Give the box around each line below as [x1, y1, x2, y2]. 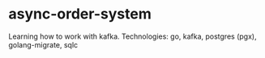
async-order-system [8, 5, 152, 23]
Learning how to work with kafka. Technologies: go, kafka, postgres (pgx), [8, 31, 257, 41]
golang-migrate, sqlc [8, 39, 79, 49]
